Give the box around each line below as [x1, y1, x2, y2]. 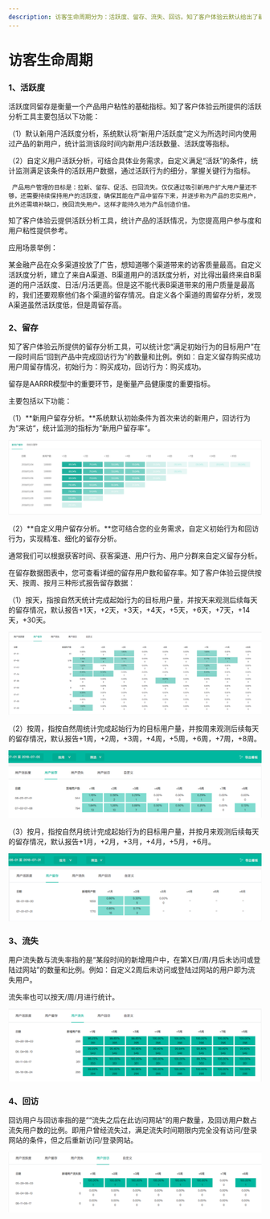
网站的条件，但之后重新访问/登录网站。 [8, 1135, 138, 1145]
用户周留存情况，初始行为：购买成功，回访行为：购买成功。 [8, 362, 206, 371]
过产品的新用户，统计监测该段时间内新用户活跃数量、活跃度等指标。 [8, 139, 234, 149]
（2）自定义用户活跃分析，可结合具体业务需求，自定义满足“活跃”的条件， [8, 156, 252, 166]
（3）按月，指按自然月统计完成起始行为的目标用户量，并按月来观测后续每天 [8, 827, 260, 836]
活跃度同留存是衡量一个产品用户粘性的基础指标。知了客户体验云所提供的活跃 [8, 101, 262, 112]
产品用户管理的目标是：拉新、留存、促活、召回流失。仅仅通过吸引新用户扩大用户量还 [11, 183, 252, 192]
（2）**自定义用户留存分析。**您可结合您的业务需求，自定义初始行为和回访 [8, 523, 260, 534]
